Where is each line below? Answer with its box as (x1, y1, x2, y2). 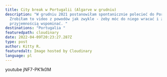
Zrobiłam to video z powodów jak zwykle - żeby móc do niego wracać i (9, 16, 159, 21)
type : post (5, 39, 28, 44)
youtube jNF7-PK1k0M (5, 67, 51, 73)
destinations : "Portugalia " (5, 26, 66, 31)
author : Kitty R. (5, 44, 41, 49)
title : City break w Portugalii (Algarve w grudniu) (5, 7, 117, 12)
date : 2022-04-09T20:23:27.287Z (5, 35, 72, 40)
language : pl (5, 53, 32, 58)
